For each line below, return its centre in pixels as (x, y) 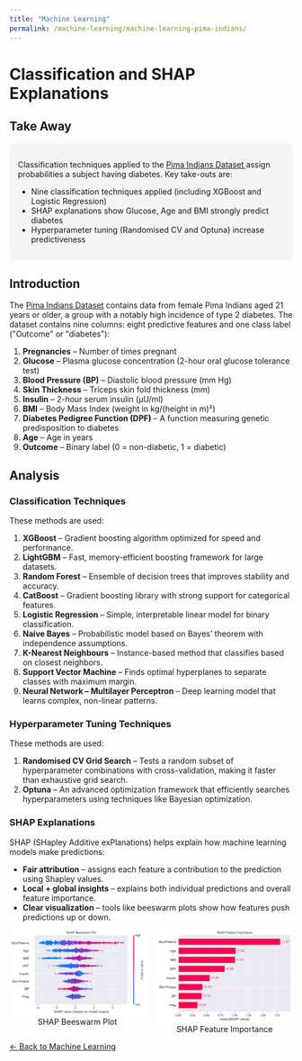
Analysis (35, 476)
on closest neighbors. (62, 662)
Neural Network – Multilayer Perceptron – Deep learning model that (149, 691)
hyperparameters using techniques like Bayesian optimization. (138, 799)
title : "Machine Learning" (60, 19)
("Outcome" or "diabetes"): (60, 334)
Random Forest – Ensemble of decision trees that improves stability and (155, 576)
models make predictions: (57, 851)
